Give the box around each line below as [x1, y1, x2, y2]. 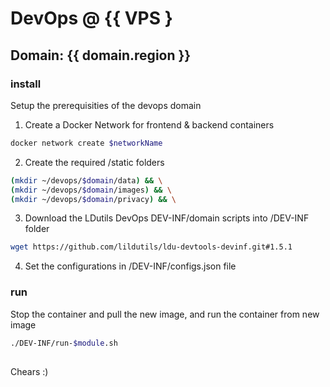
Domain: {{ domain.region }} [10, 47, 192, 64]
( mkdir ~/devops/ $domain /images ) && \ [10, 185, 172, 195]
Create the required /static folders [24, 156, 165, 168]
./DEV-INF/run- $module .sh [10, 338, 118, 348]
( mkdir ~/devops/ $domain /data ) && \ [10, 175, 163, 186]
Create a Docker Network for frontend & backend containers [24, 118, 275, 131]
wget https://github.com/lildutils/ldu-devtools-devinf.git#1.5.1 [10, 242, 293, 252]
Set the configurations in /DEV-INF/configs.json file [24, 260, 237, 272]
